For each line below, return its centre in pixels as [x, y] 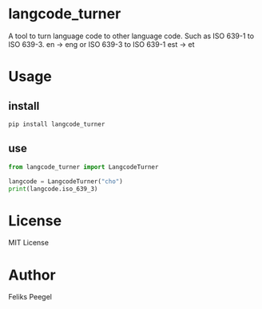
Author [32, 275]
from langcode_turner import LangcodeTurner [83, 167]
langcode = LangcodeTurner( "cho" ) [66, 181]
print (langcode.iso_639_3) [53, 189]
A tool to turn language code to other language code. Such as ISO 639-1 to [131, 36]
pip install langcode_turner [57, 124]
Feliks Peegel [30, 297]
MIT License [29, 243]
